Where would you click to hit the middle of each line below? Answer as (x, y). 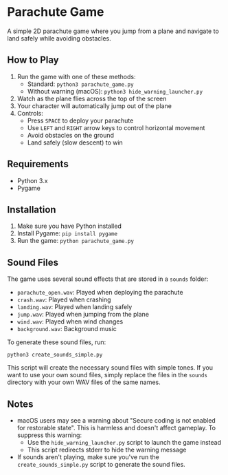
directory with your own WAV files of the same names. (84, 382)
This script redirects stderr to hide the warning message (107, 450)
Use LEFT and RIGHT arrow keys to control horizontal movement (116, 127)
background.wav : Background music (67, 329)
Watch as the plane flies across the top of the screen (92, 98)
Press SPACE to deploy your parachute (80, 120)
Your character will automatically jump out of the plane (94, 106)
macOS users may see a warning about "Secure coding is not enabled (116, 420)
